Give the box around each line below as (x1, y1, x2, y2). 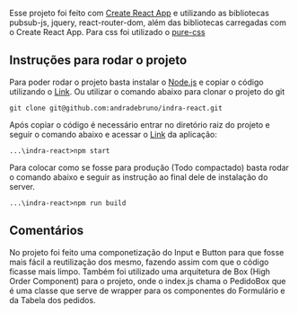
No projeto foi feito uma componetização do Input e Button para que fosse (9, 246, 285, 257)
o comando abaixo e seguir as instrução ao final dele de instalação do (9, 171, 268, 183)
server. (9, 181, 36, 192)
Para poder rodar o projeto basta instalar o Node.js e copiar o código (9, 76, 264, 87)
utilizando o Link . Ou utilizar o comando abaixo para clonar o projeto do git (9, 85, 285, 97)
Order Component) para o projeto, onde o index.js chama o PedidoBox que (9, 275, 286, 286)
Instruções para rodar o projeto (9, 53, 188, 68)
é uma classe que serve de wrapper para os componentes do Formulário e (9, 285, 285, 296)
